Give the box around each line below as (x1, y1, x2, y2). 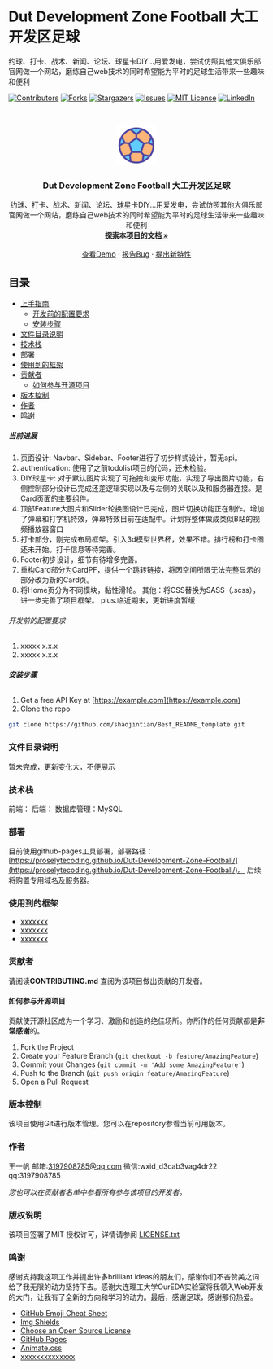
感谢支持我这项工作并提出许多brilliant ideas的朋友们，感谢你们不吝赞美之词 (8, 1272, 260, 1282)
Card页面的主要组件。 (19, 494, 94, 503)
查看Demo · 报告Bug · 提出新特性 (81, 249, 192, 259)
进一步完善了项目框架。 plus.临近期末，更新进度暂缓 (19, 595, 196, 605)
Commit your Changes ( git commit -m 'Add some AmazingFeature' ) (19, 1060, 245, 1069)
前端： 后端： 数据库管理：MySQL (8, 804, 123, 814)
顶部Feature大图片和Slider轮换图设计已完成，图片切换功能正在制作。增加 (19, 504, 265, 514)
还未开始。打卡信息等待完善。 (19, 545, 120, 555)
